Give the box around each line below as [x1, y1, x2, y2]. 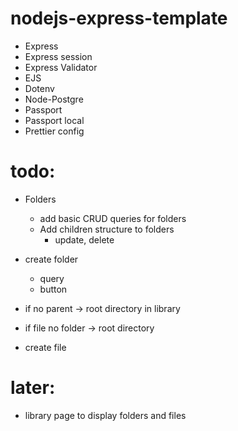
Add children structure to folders [39, 223, 175, 235]
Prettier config [24, 125, 85, 137]
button [39, 283, 68, 295]
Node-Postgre [24, 93, 84, 105]
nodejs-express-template [10, 7, 228, 30]
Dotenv [24, 82, 55, 94]
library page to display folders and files [24, 409, 187, 421]
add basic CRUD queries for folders [39, 212, 187, 224]
